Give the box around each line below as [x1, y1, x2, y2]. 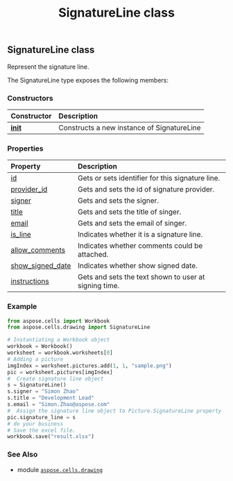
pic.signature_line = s [7, 414, 76, 421]
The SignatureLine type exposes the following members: [7, 76, 169, 84]
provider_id [10, 185, 48, 194]
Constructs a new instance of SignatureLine [58, 123, 201, 133]
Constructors [7, 93, 53, 103]
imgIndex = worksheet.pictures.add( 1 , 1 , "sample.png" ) [7, 362, 172, 369]
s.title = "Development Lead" [7, 394, 95, 402]
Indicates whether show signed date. [77, 261, 198, 271]
